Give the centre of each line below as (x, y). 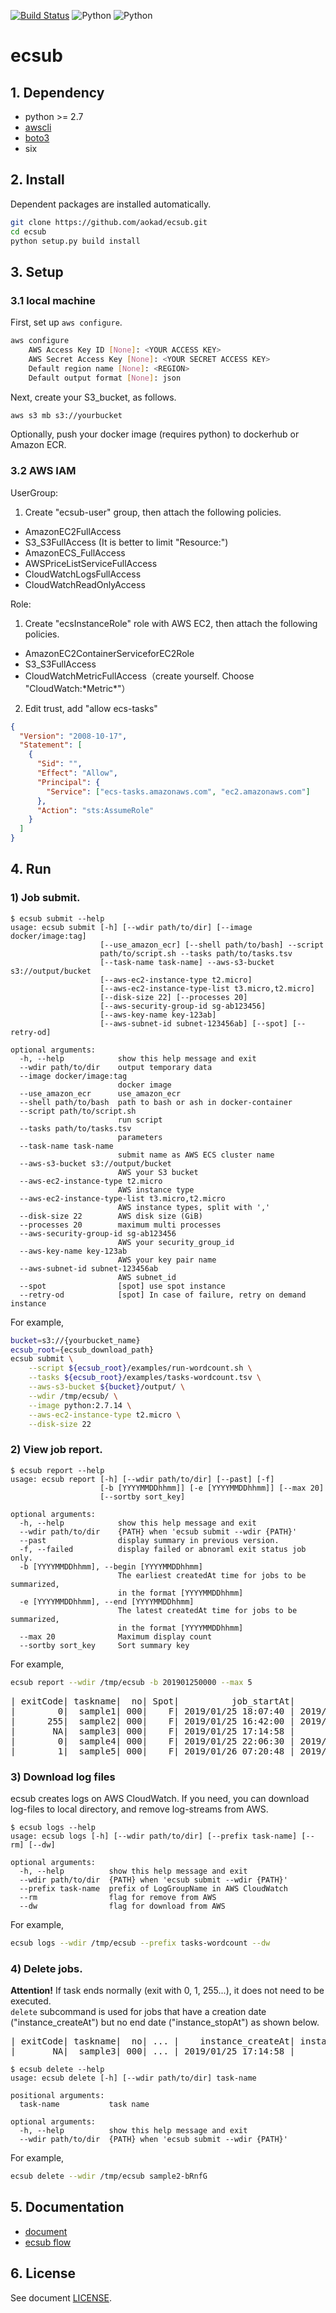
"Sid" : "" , (59, 764)
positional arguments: (57, 2096)
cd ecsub (28, 231)
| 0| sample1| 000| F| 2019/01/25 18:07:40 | (153, 1711)
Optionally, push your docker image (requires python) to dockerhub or (155, 434)
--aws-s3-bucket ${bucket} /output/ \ (107, 1387)
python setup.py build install (75, 241)
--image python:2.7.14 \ (80, 1405)
